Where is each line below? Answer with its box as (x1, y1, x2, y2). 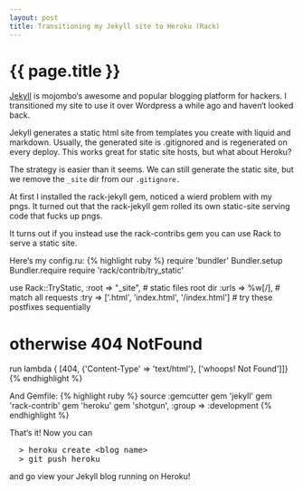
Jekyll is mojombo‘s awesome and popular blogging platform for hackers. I (9, 91, 288, 101)
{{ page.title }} (9, 61, 121, 82)
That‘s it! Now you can (9, 428, 93, 438)
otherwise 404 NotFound (9, 333, 204, 354)
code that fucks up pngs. (9, 210, 103, 222)
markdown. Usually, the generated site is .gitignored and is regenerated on (9, 137, 288, 148)
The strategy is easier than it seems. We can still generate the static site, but (9, 164, 294, 175)
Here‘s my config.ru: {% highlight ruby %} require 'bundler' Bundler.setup (9, 255, 283, 266)
